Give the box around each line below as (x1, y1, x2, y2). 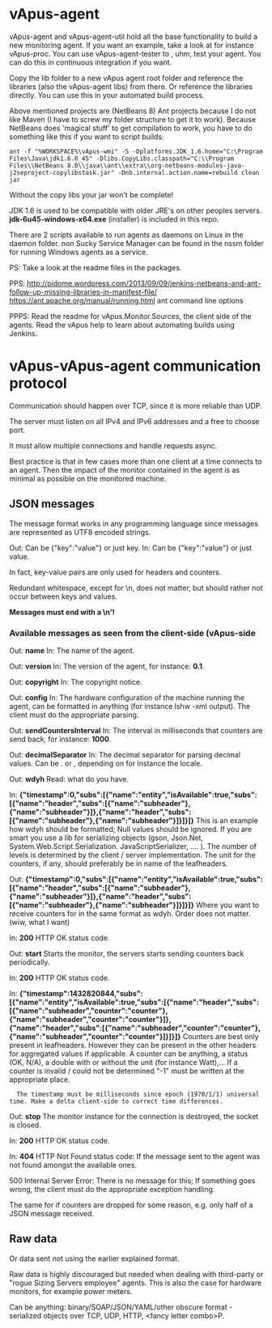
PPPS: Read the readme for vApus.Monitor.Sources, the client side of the (9, 311, 252, 320)
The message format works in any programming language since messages (9, 519, 258, 528)
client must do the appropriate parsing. (9, 710, 139, 719)
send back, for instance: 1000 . (9, 734, 112, 744)
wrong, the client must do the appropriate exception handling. (9, 1184, 215, 1194)
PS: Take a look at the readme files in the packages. (9, 262, 182, 272)
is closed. (9, 1120, 41, 1130)
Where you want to (196, 900, 260, 910)
